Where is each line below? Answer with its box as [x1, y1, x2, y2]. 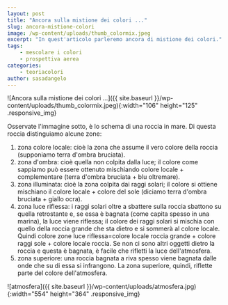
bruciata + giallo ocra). [17, 195, 83, 203]
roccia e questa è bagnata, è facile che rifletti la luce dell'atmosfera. [17, 247, 212, 255]
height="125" [159, 102, 198, 110]
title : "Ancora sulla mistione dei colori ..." [7, 17, 148, 24]
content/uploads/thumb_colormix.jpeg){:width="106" [7, 102, 158, 110]
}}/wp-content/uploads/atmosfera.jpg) [86, 283, 197, 291]
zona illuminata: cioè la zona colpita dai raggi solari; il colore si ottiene [17, 180, 218, 189]
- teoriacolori [19, 68, 64, 75]
